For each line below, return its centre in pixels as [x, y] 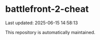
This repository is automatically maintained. [50, 32]
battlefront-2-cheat [47, 9]
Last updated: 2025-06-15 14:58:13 [41, 23]
